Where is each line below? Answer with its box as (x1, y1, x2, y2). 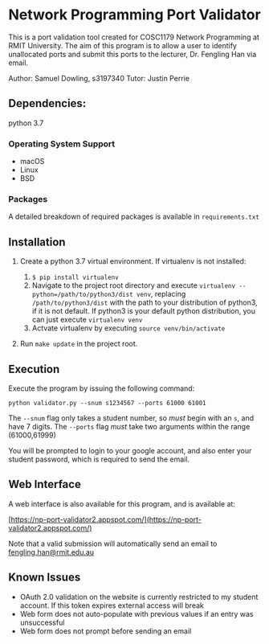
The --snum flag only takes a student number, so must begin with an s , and (8, 412, 255, 423)
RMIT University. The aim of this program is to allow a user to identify (8, 40, 237, 50)
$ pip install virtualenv (31, 273, 119, 282)
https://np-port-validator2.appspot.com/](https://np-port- (10, 515, 202, 524)
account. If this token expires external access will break (19, 601, 205, 610)
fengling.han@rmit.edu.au (8, 547, 95, 556)
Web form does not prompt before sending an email (19, 626, 192, 636)
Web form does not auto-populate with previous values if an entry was (19, 609, 254, 618)
